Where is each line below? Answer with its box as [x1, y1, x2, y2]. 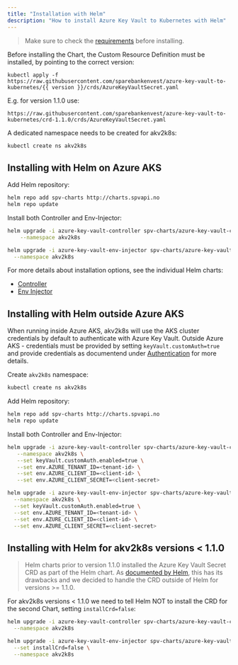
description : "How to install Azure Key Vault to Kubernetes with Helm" [7, 17, 227, 24]
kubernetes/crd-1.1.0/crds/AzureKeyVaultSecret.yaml [7, 116, 166, 123]
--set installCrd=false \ [13, 644, 91, 652]
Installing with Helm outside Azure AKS [7, 307, 184, 319]
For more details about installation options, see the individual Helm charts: [7, 266, 224, 275]
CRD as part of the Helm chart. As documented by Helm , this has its [24, 568, 223, 577]
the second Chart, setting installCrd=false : [7, 605, 136, 613]
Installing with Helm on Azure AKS [7, 161, 162, 174]
